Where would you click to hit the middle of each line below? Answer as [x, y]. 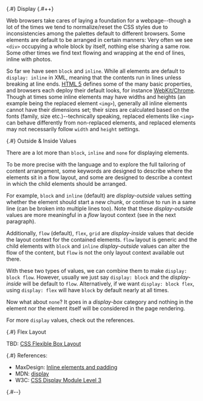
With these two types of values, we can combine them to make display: [97, 271]
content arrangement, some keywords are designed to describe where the [99, 171]
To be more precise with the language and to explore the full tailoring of [96, 164]
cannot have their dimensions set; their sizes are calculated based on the [98, 110]
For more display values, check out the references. [71, 320]
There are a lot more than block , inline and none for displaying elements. [98, 153]
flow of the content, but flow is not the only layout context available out [95, 252]
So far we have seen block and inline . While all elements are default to [96, 71]
